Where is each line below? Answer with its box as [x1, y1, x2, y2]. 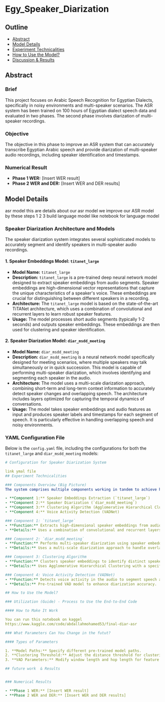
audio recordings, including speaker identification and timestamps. [5, 151, 140, 158]
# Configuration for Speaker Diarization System [5, 460, 107, 465]
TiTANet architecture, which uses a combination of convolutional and [12, 306, 152, 312]
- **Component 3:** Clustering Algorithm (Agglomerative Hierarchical [5, 505, 153, 510]
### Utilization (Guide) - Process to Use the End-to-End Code [5, 599, 137, 604]
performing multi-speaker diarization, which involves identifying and [12, 370, 151, 376]
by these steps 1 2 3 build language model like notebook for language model [5, 213, 160, 219]
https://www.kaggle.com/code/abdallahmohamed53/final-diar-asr [5, 621, 137, 626]
